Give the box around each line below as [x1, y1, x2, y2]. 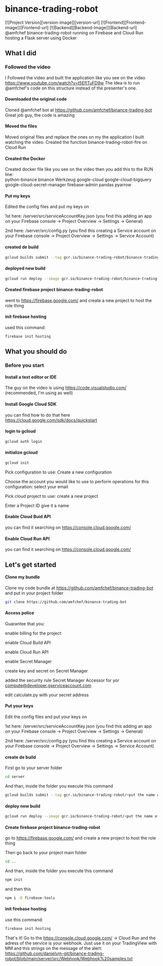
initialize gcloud [5, 450, 38, 456]
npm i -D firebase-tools [5, 896, 55, 900]
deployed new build [5, 265, 46, 271]
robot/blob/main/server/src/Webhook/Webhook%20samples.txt [5, 955, 133, 961]
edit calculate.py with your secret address [5, 692, 89, 698]
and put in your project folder [5, 590, 64, 596]
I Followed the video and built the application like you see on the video [5, 74, 146, 81]
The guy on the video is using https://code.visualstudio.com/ [5, 385, 127, 391]
